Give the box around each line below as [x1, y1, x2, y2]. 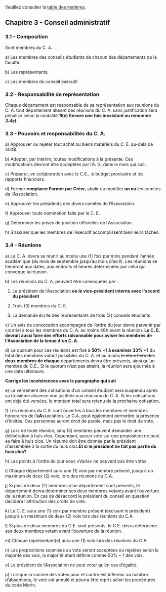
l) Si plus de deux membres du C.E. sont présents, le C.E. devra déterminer [5, 522, 158, 528]
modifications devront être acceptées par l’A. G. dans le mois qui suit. [5, 162, 146, 168]
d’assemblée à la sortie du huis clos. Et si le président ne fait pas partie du [5, 443, 157, 449]
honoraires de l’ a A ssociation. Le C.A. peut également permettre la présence [5, 413, 160, 419]
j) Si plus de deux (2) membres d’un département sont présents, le [5, 482, 140, 488]
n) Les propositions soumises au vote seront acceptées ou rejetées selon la [5, 547, 159, 553]
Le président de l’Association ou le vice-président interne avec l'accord [12, 288, 160, 294]
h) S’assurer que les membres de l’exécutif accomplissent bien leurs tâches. [5, 229, 160, 235]
